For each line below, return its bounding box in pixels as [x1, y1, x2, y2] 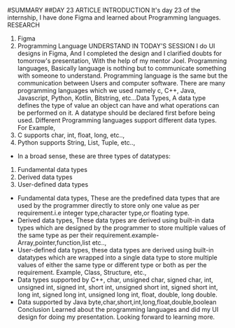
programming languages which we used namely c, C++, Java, [17, 87, 197, 94]
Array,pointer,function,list [17, 238, 91, 247]
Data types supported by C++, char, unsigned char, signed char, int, [17, 276, 213, 284]
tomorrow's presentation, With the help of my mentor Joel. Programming [17, 57, 227, 65]
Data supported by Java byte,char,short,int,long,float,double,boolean [17, 298, 217, 306]
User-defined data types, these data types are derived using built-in [17, 246, 214, 254]
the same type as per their [17, 231, 94, 239]
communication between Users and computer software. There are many [17, 79, 226, 87]
